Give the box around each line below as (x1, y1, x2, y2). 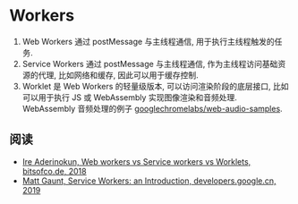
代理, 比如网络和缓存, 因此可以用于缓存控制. (38, 69, 199, 81)
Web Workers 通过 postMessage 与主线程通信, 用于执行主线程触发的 (21, 36, 275, 47)
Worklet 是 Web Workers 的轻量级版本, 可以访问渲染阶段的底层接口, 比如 (21, 81, 289, 91)
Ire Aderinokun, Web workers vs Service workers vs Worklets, (21, 156, 251, 166)
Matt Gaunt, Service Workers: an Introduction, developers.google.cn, (21, 175, 277, 186)
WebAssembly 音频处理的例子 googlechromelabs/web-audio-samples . (21, 103, 284, 114)
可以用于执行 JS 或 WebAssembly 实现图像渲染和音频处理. (21, 91, 237, 103)
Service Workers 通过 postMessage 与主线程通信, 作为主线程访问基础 (21, 58, 278, 69)
